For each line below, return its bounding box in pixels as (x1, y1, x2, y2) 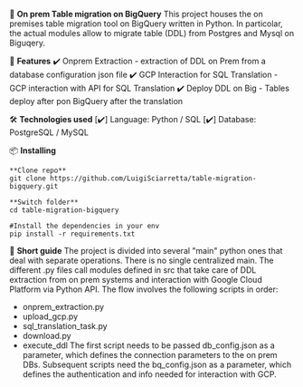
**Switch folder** (9, 198, 79, 207)
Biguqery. (9, 37, 45, 48)
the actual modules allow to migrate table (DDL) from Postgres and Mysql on (9, 28, 295, 38)
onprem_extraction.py (22, 302, 105, 312)
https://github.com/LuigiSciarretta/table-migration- (49, 174, 257, 183)
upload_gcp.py (22, 311, 79, 322)
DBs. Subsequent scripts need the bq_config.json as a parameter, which (22, 359, 292, 370)
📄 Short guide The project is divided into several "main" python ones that (9, 246, 283, 256)
